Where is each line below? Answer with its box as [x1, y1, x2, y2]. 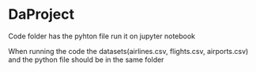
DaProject [8, 5, 75, 23]
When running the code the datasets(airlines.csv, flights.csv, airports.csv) [8, 46, 249, 56]
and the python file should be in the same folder [8, 55, 164, 64]
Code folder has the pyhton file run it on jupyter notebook [8, 31, 196, 41]
